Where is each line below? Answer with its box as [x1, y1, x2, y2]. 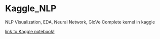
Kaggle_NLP [5, 3, 57, 14]
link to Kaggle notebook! [5, 28, 55, 34]
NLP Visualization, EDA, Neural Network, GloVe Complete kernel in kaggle [5, 19, 156, 25]
